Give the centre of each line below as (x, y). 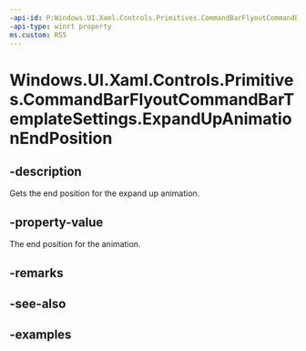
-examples (41, 335)
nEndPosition (61, 138)
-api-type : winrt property (61, 26)
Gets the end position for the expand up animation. (105, 193)
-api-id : (26, 18)
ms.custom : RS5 (38, 35)
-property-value (56, 222)
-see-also (38, 303)
